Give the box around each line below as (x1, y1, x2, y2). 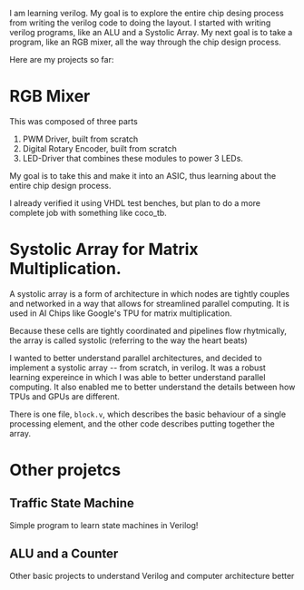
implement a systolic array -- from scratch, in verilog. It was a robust (9, 362, 266, 373)
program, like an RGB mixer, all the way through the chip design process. (9, 36, 281, 47)
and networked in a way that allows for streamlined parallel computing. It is (9, 298, 290, 309)
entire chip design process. (9, 180, 112, 191)
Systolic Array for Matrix (9, 240, 199, 260)
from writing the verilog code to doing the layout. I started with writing (9, 17, 271, 28)
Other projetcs (9, 460, 121, 480)
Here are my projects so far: (9, 54, 114, 64)
